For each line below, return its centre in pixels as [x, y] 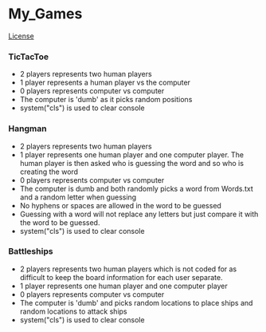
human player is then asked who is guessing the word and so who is [132, 163]
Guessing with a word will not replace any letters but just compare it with [139, 214]
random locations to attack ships [73, 311]
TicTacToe [29, 57]
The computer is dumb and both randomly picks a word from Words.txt [136, 188]
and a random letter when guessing [78, 197]
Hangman [27, 128]
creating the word [49, 172]
